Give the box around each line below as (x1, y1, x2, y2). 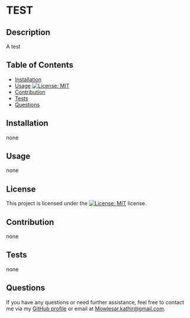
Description (6, 27, 50, 37)
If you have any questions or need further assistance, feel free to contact (6, 298, 185, 306)
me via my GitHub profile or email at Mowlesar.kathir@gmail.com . (6, 305, 166, 312)
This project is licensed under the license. (6, 200, 147, 207)
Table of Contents (6, 60, 74, 70)
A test (6, 43, 21, 50)
